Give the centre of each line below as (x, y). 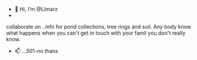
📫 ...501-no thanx (36, 51)
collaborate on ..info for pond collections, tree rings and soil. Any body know (99, 27)
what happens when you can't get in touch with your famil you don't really (96, 33)
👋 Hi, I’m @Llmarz (36, 9)
